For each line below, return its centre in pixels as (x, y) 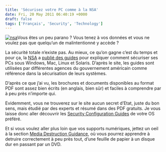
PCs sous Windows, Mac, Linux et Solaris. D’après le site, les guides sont (80, 63)
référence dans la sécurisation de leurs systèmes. (56, 74)
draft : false (19, 19)
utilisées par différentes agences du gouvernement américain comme (76, 68)
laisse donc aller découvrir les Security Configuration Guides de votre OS (80, 114)
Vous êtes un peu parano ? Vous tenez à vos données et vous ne (83, 38)
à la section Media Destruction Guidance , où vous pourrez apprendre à (78, 134)
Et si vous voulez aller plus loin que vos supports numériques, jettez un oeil (82, 129)
